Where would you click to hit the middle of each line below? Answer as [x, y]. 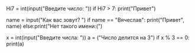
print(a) [15, 44]
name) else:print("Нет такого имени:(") [54, 26]
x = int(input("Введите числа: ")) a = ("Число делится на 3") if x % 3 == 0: [98, 37]
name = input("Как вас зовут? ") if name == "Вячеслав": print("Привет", [95, 20]
